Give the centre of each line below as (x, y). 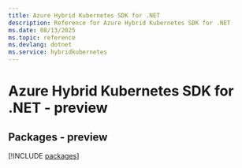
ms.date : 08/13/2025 (42, 30)
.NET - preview (58, 108)
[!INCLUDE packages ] (44, 156)
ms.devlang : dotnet (40, 45)
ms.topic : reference (42, 37)
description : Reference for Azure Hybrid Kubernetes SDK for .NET (119, 23)
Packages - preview (58, 137)
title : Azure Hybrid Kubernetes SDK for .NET (84, 15)
